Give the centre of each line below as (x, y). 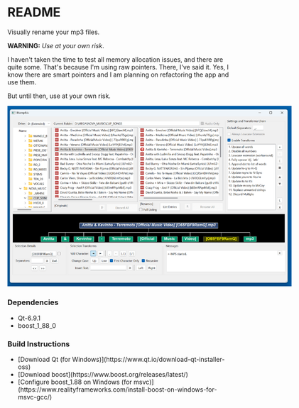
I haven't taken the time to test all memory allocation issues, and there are (115, 59)
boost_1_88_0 (37, 325)
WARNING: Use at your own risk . (56, 45)
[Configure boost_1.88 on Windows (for (75, 382)
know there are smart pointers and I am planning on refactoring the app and (118, 75)
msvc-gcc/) (35, 397)
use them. (22, 82)
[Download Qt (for (44, 360)
